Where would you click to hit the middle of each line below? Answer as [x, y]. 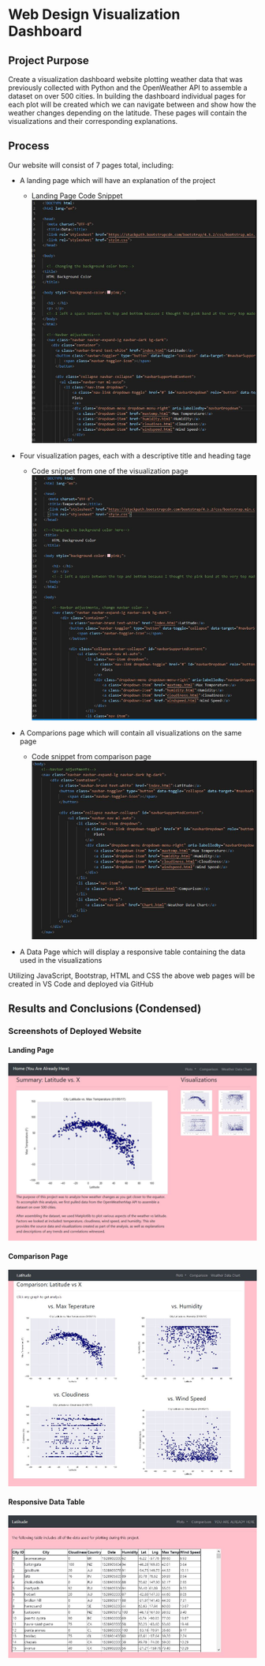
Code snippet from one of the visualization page [110, 470]
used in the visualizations [61, 960]
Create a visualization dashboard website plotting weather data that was [125, 79]
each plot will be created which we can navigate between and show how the [132, 105]
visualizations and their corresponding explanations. [93, 121]
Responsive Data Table [47, 1502]
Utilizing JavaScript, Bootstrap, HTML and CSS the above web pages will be [132, 975]
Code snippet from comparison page [91, 756]
